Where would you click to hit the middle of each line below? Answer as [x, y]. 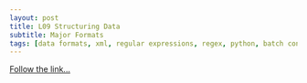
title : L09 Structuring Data [65, 26]
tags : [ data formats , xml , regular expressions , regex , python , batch [147, 43]
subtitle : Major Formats [57, 35]
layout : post [34, 18]
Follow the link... [40, 69]
